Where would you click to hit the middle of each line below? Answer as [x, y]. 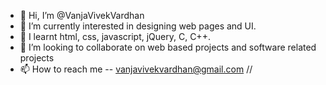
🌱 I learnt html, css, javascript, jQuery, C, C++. [115, 36]
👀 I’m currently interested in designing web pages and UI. [138, 26]
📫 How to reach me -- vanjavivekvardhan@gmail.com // [136, 69]
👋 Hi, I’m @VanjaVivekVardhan [82, 15]
